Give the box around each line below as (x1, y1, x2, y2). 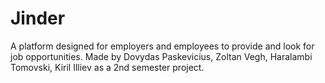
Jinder (10, 7, 66, 30)
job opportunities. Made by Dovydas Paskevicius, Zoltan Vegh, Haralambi (10, 50, 313, 62)
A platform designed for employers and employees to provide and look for (10, 40, 315, 52)
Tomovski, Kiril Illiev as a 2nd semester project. (10, 61, 205, 73)
